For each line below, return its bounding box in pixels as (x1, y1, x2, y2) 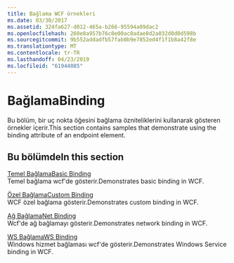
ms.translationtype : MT (7, 43, 77, 50)
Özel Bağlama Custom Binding (7, 191, 93, 199)
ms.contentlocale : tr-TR (7, 50, 80, 57)
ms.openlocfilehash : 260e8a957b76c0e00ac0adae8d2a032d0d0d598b (7, 29, 197, 37)
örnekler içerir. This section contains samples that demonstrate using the (7, 123, 216, 132)
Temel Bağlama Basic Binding (7, 170, 91, 178)
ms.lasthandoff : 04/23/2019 (7, 56, 90, 63)
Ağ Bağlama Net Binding (7, 212, 77, 220)
